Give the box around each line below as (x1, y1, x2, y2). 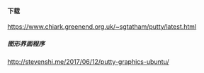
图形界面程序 (7, 39, 45, 48)
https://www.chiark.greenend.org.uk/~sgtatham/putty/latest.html (7, 22, 197, 31)
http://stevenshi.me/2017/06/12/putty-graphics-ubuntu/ (7, 58, 169, 66)
